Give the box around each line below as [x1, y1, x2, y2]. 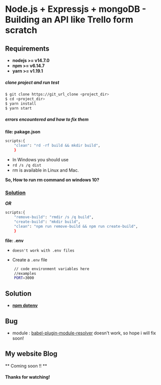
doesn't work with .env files [12, 248, 75, 253]
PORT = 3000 [14, 275, 35, 281]
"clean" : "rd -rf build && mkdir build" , [14, 143, 100, 148]
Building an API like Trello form [5, 14, 133, 25]
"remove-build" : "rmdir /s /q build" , [14, 215, 94, 220]
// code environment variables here [14, 266, 90, 271]
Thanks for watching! [5, 374, 50, 380]
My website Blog [5, 350, 58, 358]
